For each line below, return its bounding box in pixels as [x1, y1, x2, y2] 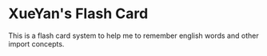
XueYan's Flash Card [8, 5, 149, 23]
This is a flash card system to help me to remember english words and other [8, 31, 259, 40]
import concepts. [8, 39, 65, 48]
